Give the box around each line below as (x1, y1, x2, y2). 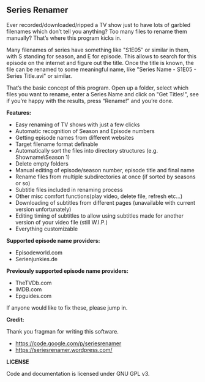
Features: (6, 109, 32, 116)
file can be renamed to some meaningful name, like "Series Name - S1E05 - (6, 66, 197, 73)
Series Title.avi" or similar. (6, 72, 72, 79)
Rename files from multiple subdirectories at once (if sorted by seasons (15, 173, 196, 180)
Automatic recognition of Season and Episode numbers (15, 127, 155, 134)
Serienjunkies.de (15, 255, 58, 262)
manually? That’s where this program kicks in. (6, 34, 122, 42)
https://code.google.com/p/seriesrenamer (15, 340, 122, 347)
